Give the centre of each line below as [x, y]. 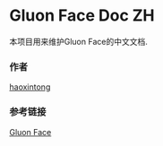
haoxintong [30, 87]
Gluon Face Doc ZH [82, 16]
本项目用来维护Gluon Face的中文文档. [78, 41]
